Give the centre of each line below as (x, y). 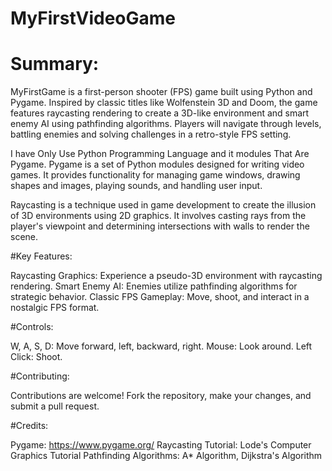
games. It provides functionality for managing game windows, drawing (155, 175)
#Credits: (29, 426)
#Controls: (32, 327)
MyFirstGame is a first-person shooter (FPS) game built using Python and (161, 92)
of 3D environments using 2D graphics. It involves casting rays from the (158, 216)
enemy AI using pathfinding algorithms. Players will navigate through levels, (166, 124)
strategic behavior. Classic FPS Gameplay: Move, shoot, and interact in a (160, 297)
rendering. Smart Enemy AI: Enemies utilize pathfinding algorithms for (154, 286)
